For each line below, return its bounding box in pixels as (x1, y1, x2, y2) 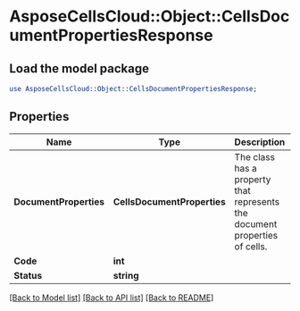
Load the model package (9, 61, 150, 76)
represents (234, 195, 280, 207)
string (112, 269, 139, 282)
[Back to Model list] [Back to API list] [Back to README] (9, 292, 214, 303)
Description (234, 136, 286, 148)
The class (234, 150, 275, 163)
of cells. (234, 240, 268, 252)
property (234, 172, 271, 185)
